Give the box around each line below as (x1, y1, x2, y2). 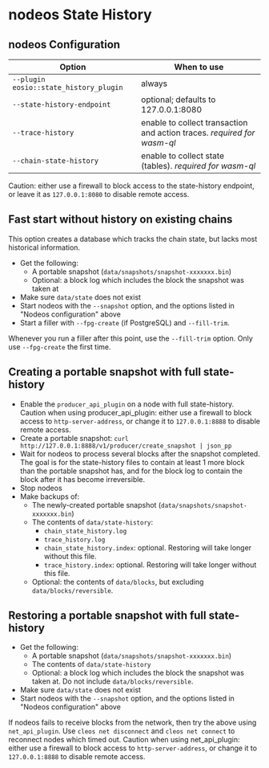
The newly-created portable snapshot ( (31, 500, 162, 509)
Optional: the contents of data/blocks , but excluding (31, 577, 204, 586)
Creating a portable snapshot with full (8, 366, 202, 379)
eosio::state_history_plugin (12, 83, 123, 92)
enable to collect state (141, 150, 224, 161)
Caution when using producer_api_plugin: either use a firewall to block (19, 407, 252, 417)
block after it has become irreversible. (19, 474, 146, 484)
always (141, 78, 168, 89)
